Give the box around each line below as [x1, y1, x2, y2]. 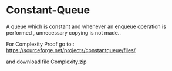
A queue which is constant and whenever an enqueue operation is [6, 23, 166, 30]
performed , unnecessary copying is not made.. [6, 29, 122, 36]
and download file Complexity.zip [6, 58, 87, 65]
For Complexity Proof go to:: [6, 40, 75, 48]
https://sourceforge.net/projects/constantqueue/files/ [6, 46, 136, 53]
